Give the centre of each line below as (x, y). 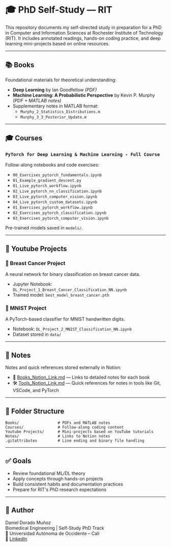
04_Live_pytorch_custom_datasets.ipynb (55, 202)
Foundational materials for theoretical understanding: (61, 80)
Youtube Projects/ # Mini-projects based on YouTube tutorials (79, 432)
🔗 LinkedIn (16, 539)
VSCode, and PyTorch (36, 390)
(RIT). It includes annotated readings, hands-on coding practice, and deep (83, 38)
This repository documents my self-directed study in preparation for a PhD (83, 27)
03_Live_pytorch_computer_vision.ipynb (55, 197)
